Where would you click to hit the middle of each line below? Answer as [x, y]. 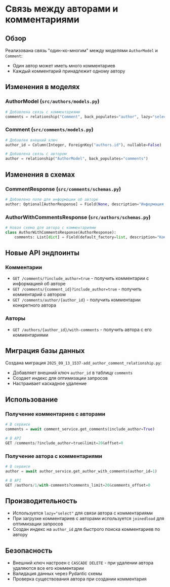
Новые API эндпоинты [42, 253]
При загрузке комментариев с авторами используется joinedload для [88, 519]
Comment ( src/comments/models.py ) [49, 130]
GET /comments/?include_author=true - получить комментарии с [81, 278]
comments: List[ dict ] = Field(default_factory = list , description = [86, 237]
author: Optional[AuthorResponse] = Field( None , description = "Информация [85, 204]
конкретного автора [34, 305]
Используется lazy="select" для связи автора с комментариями [83, 513]
